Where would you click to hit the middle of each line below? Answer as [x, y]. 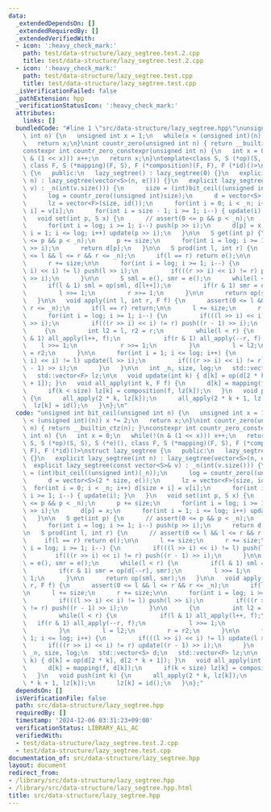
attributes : [36, 114]
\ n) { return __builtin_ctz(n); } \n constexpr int [110, 428]
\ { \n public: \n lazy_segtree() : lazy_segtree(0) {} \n [126, 173]
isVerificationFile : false [61, 698]
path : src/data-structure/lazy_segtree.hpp [90, 706]
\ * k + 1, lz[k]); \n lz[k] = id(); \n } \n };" [113, 683]
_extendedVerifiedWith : [55, 38]
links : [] [40, 121]
